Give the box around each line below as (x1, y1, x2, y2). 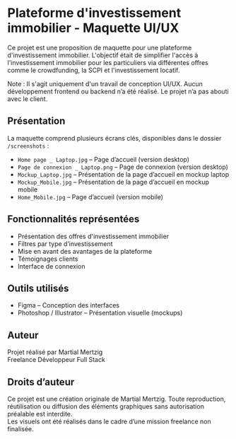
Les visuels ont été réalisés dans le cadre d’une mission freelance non (7, 417, 212, 426)
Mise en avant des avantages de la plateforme (17, 247, 153, 255)
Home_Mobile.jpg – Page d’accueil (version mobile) (17, 192, 164, 201)
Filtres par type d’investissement (17, 239, 113, 248)
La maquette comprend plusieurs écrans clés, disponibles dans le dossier (7, 134, 222, 142)
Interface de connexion (17, 262, 85, 270)
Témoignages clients (17, 254, 78, 263)
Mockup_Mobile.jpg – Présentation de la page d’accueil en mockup (17, 177, 210, 186)
